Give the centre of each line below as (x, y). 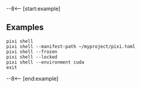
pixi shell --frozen (32, 51)
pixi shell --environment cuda (45, 62)
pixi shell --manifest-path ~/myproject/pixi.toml (71, 46)
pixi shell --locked (32, 57)
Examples (25, 27)
